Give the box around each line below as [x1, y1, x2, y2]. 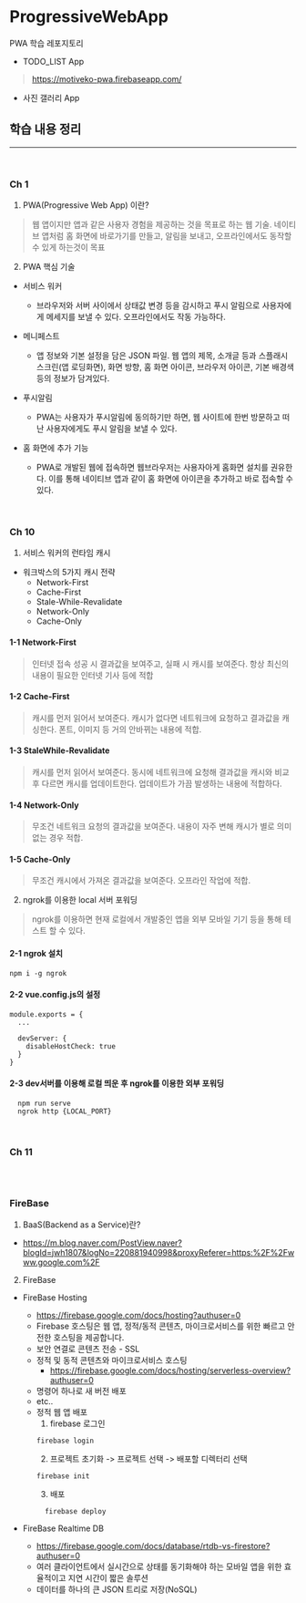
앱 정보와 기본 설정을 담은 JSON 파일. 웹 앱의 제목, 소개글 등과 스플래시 [36, 350, 289, 361]
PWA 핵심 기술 [22, 262, 76, 273]
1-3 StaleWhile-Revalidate [9, 745, 110, 756]
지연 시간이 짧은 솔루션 [67, 1572, 148, 1583]
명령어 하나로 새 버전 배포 [36, 1385, 127, 1396]
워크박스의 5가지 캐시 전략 [22, 567, 116, 578]
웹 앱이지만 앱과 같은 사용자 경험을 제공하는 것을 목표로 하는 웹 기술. [31, 219, 272, 230]
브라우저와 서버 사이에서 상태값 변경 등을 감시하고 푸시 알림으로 [36, 300, 260, 311]
